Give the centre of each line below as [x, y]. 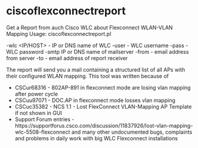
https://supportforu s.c [42, 125]
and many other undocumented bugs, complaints [132, 132]
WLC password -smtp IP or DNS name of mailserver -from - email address [98, 51]
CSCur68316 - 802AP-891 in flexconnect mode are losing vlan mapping [103, 87]
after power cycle [36, 94]
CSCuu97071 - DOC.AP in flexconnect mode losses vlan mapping [95, 100]
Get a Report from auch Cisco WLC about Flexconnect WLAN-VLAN [89, 27]
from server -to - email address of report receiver [67, 58]
